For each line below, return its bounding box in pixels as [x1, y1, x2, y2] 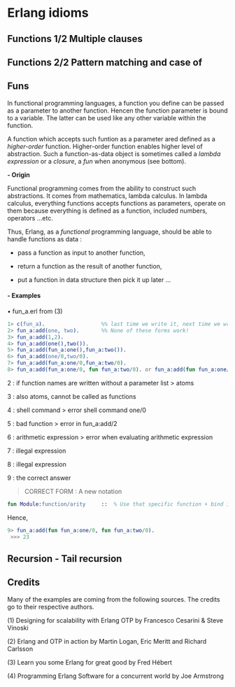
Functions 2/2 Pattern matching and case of [7, 56, 203, 68]
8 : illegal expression [7, 460, 66, 468]
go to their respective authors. [7, 602, 94, 611]
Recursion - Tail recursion [7, 553, 122, 565]
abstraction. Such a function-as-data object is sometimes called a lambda [7, 149, 221, 158]
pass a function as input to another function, [17, 248, 145, 257]
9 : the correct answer [7, 474, 71, 482]
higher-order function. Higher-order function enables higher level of [7, 142, 203, 150]
